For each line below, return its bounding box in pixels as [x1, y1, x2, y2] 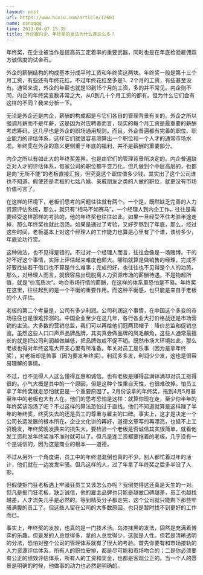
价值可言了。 [6, 185, 38, 193]
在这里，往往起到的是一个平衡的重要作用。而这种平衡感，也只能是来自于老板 [6, 286, 197, 294]
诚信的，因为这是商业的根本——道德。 [16, 440, 112, 448]
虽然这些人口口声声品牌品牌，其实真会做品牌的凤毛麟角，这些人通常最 [16, 330, 192, 337]
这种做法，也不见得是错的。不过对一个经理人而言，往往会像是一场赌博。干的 [6, 249, 197, 256]
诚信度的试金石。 [11, 56, 54, 63]
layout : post [6, 8, 39, 15]
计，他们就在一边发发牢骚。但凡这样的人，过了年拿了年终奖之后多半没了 [6, 461, 186, 468]
